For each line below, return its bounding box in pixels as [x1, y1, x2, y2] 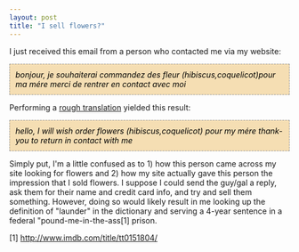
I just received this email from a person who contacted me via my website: [9, 45, 282, 56]
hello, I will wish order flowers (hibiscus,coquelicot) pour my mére [15, 126, 256, 136]
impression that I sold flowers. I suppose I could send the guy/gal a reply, [9, 177, 278, 188]
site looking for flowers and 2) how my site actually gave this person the [9, 167, 273, 178]
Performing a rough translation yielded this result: [9, 102, 191, 112]
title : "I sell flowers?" [9, 21, 105, 30]
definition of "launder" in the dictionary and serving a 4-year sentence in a [9, 206, 283, 216]
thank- [257, 126, 283, 136]
